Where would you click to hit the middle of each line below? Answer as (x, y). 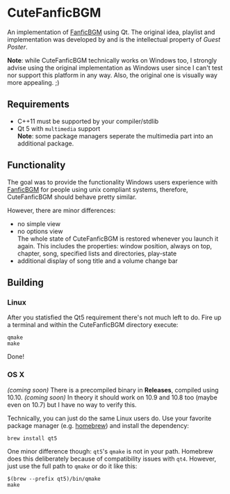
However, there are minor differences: (61, 210)
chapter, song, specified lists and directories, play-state (97, 253)
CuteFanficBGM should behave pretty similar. (72, 197)
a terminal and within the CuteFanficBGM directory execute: (93, 325)
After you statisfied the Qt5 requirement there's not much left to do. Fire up (114, 317)
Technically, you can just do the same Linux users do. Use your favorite (109, 418)
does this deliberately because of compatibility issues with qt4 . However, (112, 459)
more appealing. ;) (33, 82)
